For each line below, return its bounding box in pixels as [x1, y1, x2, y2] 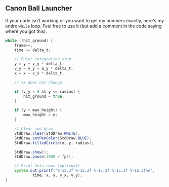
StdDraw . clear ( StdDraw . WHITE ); [14, 131, 80, 136]
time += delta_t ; [14, 48, 51, 53]
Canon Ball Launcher [5, 4, 72, 13]
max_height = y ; [23, 113, 58, 118]
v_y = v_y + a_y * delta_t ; [14, 66, 73, 71]
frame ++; [14, 43, 33, 48]
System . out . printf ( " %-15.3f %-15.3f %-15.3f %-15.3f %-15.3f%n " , [14, 168, 155, 173]
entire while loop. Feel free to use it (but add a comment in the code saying [5, 23, 162, 29]
